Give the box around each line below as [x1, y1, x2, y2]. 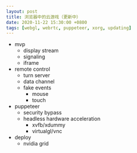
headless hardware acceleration [23, 115, 101, 123]
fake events [23, 84, 51, 91]
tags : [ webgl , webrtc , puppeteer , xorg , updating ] [6, 25, 132, 31]
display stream [23, 47, 59, 54]
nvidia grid [23, 140, 49, 147]
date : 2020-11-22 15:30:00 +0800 [6, 19, 87, 25]
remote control [14, 65, 51, 73]
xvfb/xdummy [31, 121, 66, 128]
